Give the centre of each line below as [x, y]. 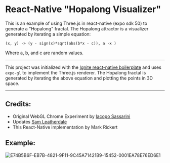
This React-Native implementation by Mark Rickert [65, 127]
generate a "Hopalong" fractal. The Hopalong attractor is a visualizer [77, 28]
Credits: [18, 104]
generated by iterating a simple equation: [48, 34]
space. [12, 83]
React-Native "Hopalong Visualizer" [83, 9]
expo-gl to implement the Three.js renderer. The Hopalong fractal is [76, 72]
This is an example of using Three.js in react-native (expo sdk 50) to [76, 23]
